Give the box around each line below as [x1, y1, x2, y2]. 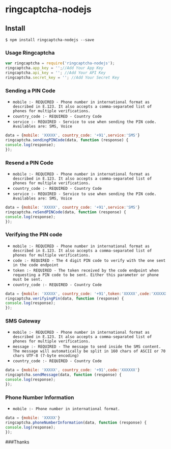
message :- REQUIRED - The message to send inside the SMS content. [12, 344, 161, 350]
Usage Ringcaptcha [5, 49, 55, 56]
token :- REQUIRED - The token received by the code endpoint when [12, 268, 159, 273]
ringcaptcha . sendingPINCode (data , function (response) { [5, 137, 129, 142]
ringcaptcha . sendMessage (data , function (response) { [5, 372, 122, 378]
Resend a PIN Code [5, 159, 53, 166]
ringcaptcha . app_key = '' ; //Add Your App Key [5, 65, 103, 71]
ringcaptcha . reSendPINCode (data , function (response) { [5, 209, 126, 215]
